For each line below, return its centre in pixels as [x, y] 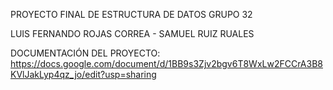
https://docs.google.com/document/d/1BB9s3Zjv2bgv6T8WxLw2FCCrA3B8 [166, 63]
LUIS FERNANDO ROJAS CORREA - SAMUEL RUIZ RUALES [132, 33]
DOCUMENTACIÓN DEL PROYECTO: [85, 53]
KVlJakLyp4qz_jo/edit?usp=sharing [83, 74]
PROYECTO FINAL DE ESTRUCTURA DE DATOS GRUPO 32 [131, 14]
